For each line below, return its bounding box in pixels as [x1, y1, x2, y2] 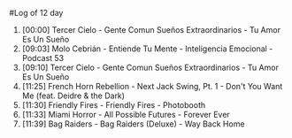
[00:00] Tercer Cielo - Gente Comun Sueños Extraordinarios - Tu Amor [21, 25, 281, 34]
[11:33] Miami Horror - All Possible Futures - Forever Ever [21, 110, 230, 119]
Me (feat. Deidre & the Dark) [21, 90, 126, 101]
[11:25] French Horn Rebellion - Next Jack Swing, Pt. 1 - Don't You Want [21, 81, 283, 91]
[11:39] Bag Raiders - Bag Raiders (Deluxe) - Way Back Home [21, 119, 245, 129]
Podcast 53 [21, 53, 65, 63]
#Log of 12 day [9, 8, 64, 18]
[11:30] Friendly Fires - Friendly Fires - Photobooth [21, 100, 206, 110]
